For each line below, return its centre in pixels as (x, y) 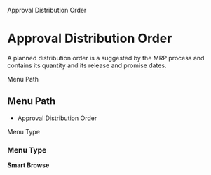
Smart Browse (28, 165)
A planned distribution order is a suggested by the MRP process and (106, 58)
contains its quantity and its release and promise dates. (87, 65)
